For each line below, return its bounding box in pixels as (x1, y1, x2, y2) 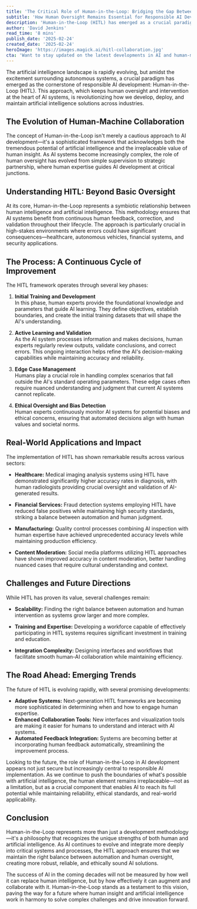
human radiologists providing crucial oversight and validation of (14, 483, 168, 491)
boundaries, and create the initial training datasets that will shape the (14, 312, 182, 319)
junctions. (6, 170, 30, 177)
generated (14, 489, 40, 497)
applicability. (6, 796, 37, 803)
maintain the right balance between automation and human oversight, (6, 853, 174, 861)
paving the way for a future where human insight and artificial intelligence (6, 890, 184, 897)
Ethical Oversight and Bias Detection (14, 402, 106, 409)
